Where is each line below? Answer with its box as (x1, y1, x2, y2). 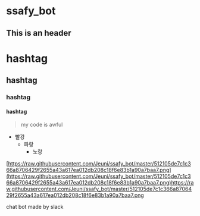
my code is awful (20, 121, 63, 129)
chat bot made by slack (6, 204, 64, 211)
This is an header (6, 28, 71, 38)
